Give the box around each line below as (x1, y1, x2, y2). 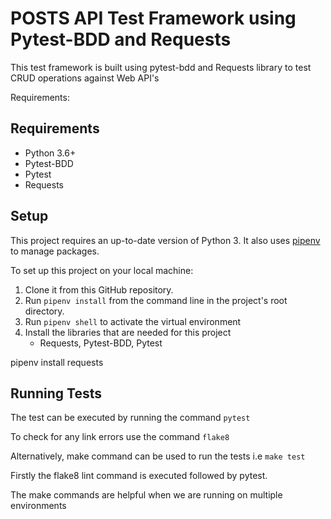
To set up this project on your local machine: (10, 264, 194, 276)
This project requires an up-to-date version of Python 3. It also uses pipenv (10, 234, 321, 246)
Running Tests (10, 385, 102, 402)
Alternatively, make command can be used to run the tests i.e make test (10, 450, 306, 462)
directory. (24, 305, 65, 317)
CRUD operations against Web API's (10, 72, 160, 84)
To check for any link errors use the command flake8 (10, 431, 230, 443)
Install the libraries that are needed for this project (24, 326, 232, 338)
